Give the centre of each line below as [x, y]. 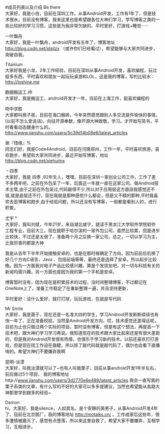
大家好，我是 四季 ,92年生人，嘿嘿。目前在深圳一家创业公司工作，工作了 [79, 177]
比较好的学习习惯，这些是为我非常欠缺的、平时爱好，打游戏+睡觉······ [79, 26]
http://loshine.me [22, 82]
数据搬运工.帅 [19, 92]
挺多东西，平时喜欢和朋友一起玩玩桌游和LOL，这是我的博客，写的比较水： [80, 76]
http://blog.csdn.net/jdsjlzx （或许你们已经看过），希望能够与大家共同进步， [81, 48]
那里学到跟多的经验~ [30, 392]
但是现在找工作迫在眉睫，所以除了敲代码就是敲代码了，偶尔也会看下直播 [87, 345]
